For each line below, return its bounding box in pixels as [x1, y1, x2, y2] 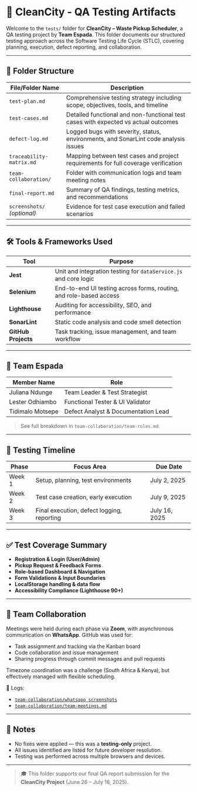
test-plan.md [9, 98, 46, 105]
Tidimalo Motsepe [9, 407, 59, 416]
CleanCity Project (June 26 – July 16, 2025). [20, 778, 129, 785]
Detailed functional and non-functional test [66, 110, 186, 118]
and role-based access [55, 291, 120, 300]
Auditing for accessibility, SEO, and [55, 301, 152, 309]
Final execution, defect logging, [35, 506, 122, 514]
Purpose [109, 257, 134, 265]
